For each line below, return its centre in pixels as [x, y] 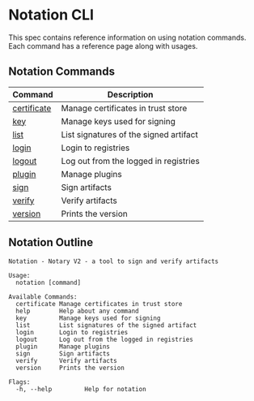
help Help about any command [77, 311]
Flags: [19, 382]
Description [130, 94]
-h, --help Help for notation [81, 389]
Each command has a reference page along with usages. [103, 45]
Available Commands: [43, 297]
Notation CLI [51, 15]
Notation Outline [51, 242]
